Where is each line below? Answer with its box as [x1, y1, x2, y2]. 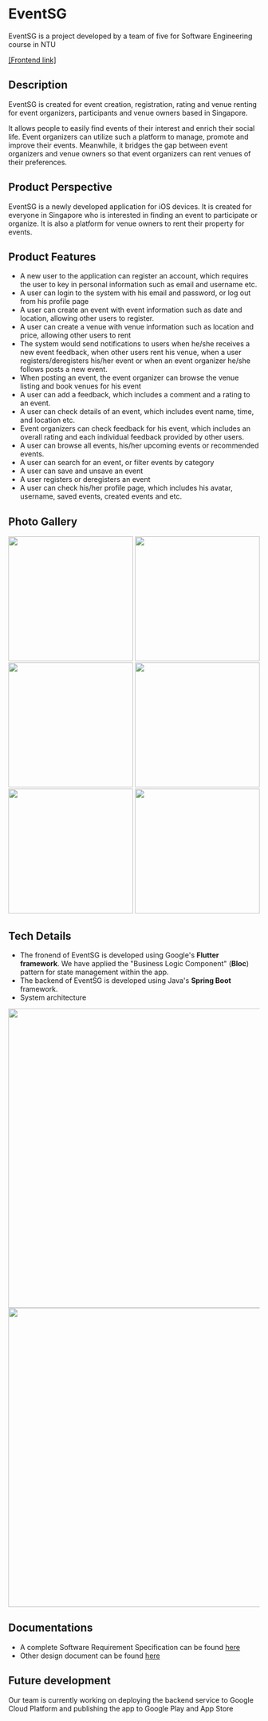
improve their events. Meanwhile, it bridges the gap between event [8, 140, 228, 150]
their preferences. [8, 157, 68, 167]
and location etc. [19, 416, 76, 425]
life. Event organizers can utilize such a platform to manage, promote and [8, 132, 249, 141]
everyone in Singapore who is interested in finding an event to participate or [8, 210, 258, 219]
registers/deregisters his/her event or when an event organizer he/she [19, 356, 251, 365]
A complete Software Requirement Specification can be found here [19, 1642, 241, 1652]
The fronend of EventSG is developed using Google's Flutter [19, 950, 219, 960]
